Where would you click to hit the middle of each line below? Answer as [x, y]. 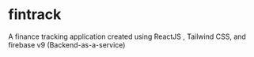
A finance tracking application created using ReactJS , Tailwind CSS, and [127, 36]
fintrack [35, 15]
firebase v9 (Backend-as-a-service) [67, 44]
